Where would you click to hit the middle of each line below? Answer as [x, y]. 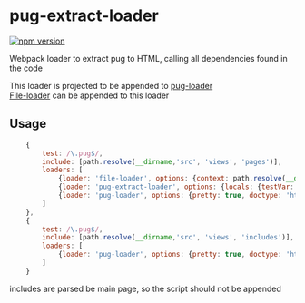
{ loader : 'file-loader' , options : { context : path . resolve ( [172, 179]
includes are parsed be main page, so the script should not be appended [145, 288]
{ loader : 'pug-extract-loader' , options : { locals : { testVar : [176, 187]
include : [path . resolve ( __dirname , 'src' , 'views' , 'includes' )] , [168, 238]
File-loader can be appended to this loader [89, 95]
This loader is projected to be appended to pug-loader [111, 85]
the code [26, 68]
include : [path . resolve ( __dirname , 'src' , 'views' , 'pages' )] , [162, 161]
